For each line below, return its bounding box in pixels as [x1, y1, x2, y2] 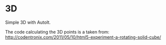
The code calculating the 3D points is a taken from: [5, 29, 110, 35]
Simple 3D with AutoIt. [5, 19, 51, 25]
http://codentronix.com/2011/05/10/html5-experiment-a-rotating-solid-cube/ [5, 34, 162, 40]
